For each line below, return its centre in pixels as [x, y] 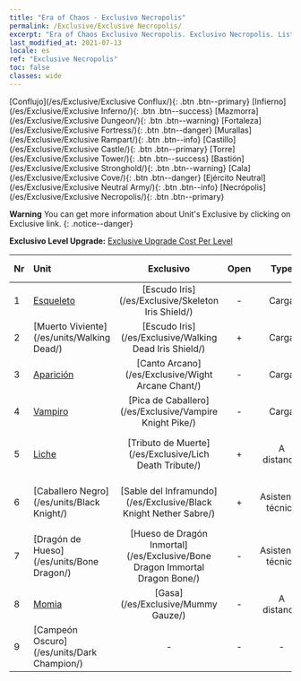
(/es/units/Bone [66, 561]
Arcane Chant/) [169, 385]
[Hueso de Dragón [168, 533]
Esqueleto [54, 300]
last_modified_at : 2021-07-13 [66, 43]
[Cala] [239, 168]
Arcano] [184, 363]
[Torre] [222, 149]
